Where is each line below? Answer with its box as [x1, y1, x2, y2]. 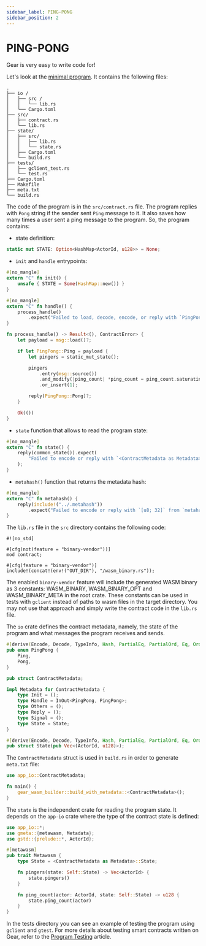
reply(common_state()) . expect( [17, 450, 97, 456]
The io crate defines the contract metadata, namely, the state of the [6, 623, 178, 630]
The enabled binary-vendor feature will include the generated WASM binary [6, 579, 197, 586]
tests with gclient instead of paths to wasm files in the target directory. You [6, 598, 198, 606]
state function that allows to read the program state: [15, 427, 148, 434]
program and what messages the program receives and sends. [6, 630, 165, 637]
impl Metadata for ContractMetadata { [6, 686, 105, 693]
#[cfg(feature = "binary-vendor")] [6, 562, 97, 569]
